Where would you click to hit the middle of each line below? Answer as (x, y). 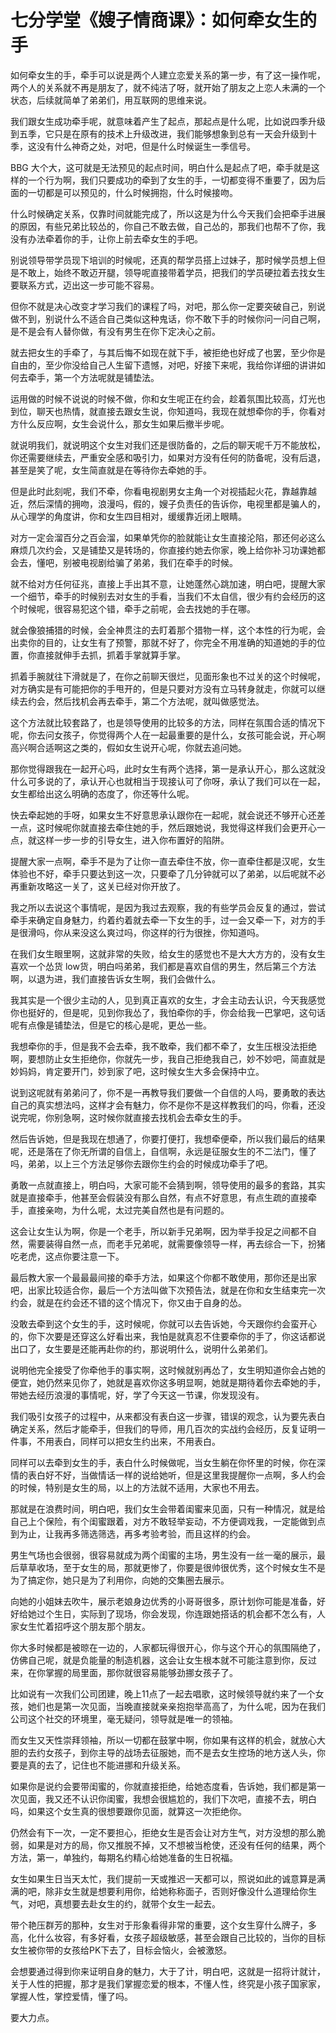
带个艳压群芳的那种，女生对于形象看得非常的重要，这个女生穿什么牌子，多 (163, 1925)
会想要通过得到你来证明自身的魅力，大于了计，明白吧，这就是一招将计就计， (168, 1971)
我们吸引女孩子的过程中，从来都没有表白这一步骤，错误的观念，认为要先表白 (168, 1416)
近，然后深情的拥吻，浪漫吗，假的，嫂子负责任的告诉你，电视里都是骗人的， (168, 503)
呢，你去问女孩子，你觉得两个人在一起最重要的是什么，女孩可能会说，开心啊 (168, 735)
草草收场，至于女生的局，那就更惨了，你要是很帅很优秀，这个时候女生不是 (172, 1567)
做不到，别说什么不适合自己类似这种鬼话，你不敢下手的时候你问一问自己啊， (168, 318)
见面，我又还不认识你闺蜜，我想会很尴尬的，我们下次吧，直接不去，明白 (167, 1798)
